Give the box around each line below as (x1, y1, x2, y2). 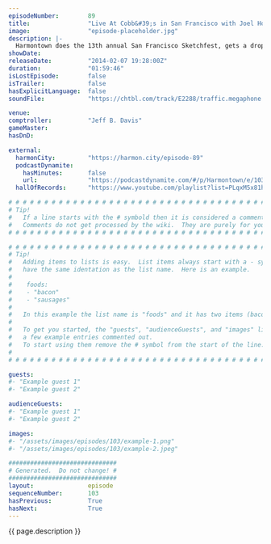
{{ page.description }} (8, 526, 81, 536)
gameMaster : (8, 124, 48, 133)
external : (8, 146, 42, 154)
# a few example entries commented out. (8, 333, 153, 341)
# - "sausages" (8, 296, 70, 304)
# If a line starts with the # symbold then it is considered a (8, 213, 236, 221)
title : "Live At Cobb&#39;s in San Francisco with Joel (8, 19, 254, 27)
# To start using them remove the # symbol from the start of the (8, 340, 244, 348)
